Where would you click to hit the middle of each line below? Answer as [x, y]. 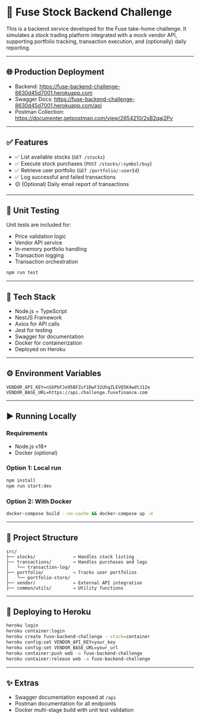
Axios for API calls [37, 324]
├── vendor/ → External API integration [74, 583]
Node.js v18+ [31, 446]
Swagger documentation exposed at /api [65, 698]
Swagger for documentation [49, 337]
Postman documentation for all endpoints [65, 703]
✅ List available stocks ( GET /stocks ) [60, 157]
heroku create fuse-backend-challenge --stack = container [78, 637]
